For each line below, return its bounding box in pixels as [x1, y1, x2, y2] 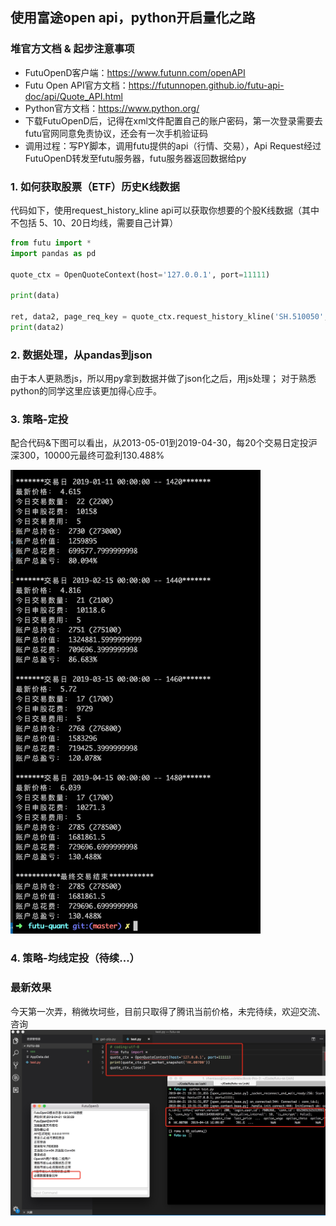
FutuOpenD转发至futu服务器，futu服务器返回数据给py [24, 152, 247, 164]
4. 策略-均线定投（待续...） [10, 951, 140, 965]
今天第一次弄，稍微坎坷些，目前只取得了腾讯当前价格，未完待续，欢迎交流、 [10, 1005, 326, 1017]
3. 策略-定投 [10, 413, 69, 427]
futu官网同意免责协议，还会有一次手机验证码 [24, 127, 209, 139]
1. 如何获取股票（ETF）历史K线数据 [10, 179, 180, 193]
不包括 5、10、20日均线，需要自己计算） [10, 216, 179, 228]
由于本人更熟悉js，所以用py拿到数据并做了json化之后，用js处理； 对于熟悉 [10, 373, 317, 385]
